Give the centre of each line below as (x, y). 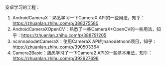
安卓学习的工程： (23, 7)
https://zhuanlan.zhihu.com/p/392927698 (55, 58)
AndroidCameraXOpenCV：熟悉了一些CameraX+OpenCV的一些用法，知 (86, 29)
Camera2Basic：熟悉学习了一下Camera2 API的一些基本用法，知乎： (83, 53)
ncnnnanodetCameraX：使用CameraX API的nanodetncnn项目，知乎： (84, 41)
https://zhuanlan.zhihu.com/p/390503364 (56, 47)
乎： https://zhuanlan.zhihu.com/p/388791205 (59, 35)
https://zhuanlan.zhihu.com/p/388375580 (55, 23)
